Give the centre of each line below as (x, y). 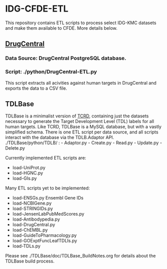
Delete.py (15, 148)
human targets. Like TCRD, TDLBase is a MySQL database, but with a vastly (83, 127)
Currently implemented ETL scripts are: (46, 158)
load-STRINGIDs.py (33, 209)
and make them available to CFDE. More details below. (61, 28)
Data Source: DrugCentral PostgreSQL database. (66, 58)
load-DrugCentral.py (34, 225)
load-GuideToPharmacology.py (44, 235)
